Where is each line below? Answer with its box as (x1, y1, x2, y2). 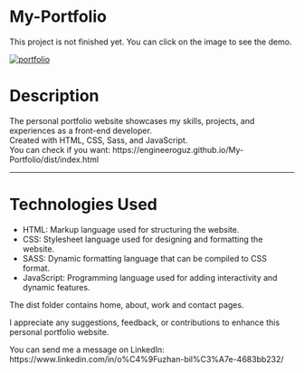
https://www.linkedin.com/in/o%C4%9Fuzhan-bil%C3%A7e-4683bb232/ (9, 353, 284, 364)
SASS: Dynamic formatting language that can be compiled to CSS (22, 253, 267, 263)
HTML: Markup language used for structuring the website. (22, 224, 240, 234)
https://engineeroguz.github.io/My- (112, 144, 244, 155)
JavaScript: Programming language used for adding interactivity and (22, 272, 278, 282)
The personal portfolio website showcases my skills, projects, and (9, 115, 255, 126)
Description (9, 86, 100, 106)
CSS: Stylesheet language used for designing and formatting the (22, 234, 263, 244)
